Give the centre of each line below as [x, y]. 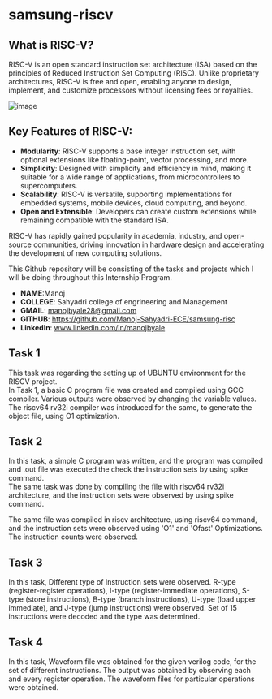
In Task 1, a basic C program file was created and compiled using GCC [126, 390]
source [20, 244]
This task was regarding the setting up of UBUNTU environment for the [127, 373]
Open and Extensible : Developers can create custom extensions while [138, 211]
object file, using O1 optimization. [64, 416]
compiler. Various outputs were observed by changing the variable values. [133, 399]
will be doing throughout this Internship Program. [90, 277]
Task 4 [26, 642]
